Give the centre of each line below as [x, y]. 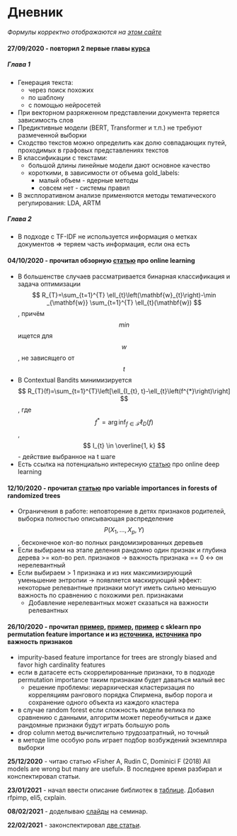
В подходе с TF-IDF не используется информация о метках [107, 237]
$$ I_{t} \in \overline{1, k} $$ [124, 446]
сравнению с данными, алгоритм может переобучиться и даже [114, 718]
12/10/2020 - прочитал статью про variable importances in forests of [112, 488]
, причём [31, 313]
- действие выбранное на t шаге [67, 457]
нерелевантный [41, 565]
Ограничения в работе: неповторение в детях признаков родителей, [122, 512]
